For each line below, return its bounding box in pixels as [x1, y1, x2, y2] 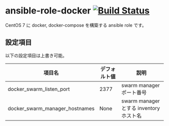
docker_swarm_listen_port [8, 85, 70, 92]
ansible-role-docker [5, 5, 92, 16]
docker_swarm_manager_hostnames [8, 105, 95, 112]
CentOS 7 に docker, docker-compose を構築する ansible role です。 [5, 22, 147, 28]
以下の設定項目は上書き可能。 [5, 52, 67, 58]
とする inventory [121, 104, 160, 111]
